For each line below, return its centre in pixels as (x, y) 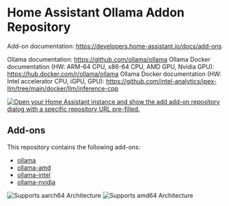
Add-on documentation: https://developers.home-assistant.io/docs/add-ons (114, 46)
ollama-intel (34, 175)
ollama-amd (34, 167)
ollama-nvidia (36, 182)
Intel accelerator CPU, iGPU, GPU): (56, 81)
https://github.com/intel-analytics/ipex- (161, 81)
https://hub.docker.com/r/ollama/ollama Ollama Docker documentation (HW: (114, 74)
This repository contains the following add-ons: (74, 147)
